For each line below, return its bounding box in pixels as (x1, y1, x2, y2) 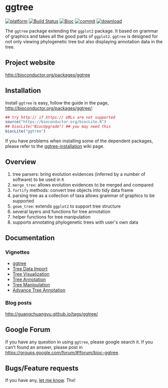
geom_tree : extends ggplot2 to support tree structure (12, 203, 121, 209)
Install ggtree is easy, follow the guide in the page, (5, 100, 109, 106)
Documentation (5, 234, 55, 242)
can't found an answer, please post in (5, 344, 83, 350)
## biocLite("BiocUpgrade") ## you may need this (5, 124, 111, 129)
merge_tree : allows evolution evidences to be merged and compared (12, 181, 154, 187)
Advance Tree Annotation (12, 287, 66, 293)
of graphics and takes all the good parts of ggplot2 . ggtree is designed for (5, 33, 158, 39)
